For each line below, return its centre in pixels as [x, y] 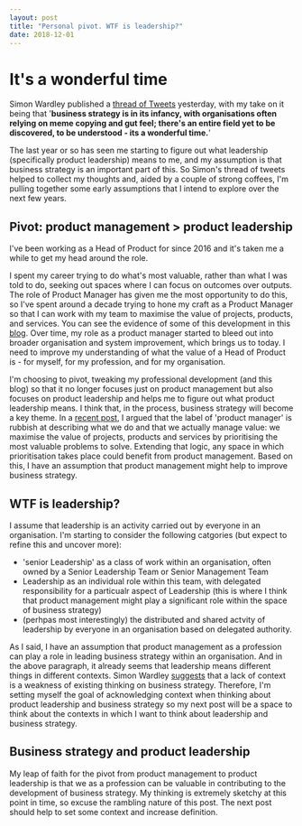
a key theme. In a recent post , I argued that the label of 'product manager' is [151, 418]
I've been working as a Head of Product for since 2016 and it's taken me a [146, 248]
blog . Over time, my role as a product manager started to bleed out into [142, 333]
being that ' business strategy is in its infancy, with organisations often [143, 114]
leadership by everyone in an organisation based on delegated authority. [157, 629]
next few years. [38, 199]
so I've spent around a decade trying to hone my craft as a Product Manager [151, 304]
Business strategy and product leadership [130, 752]
